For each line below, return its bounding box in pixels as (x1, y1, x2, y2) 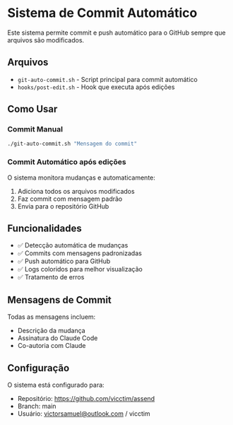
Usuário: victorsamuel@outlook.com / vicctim (17, 409, 150, 418)
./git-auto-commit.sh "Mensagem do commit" (7, 140, 138, 148)
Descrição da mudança (17, 327, 86, 335)
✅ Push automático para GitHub (17, 257, 111, 266)
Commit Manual (7, 124, 64, 134)
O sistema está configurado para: (7, 380, 104, 390)
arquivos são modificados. (7, 35, 85, 44)
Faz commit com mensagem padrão (17, 194, 123, 203)
